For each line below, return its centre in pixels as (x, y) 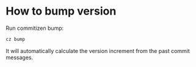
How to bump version (61, 11)
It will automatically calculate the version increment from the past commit (98, 51)
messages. (20, 57)
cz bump (16, 39)
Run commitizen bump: (35, 28)
